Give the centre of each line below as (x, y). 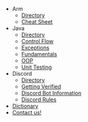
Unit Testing (36, 67)
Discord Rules (39, 99)
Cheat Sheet (37, 22)
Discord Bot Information (51, 93)
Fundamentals (39, 54)
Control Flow (37, 41)
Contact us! (27, 113)
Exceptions (35, 48)
